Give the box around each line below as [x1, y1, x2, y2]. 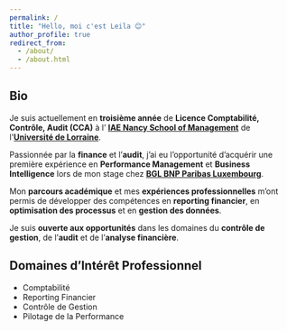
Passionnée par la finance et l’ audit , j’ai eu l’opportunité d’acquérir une [9, 149, 273, 160]
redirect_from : [9, 38, 67, 48]
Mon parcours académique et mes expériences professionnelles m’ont [9, 186, 279, 197]
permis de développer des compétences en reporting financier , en [9, 195, 260, 206]
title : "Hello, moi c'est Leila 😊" [9, 22, 146, 31]
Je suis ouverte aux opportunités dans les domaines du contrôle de [9, 222, 265, 233]
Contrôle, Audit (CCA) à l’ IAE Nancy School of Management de [9, 122, 251, 133]
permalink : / [9, 13, 59, 23]
